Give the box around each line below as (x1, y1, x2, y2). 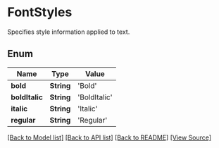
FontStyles (7, 4, 73, 20)
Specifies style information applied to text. (7, 27, 130, 36)
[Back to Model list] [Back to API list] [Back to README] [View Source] (7, 133, 212, 142)
